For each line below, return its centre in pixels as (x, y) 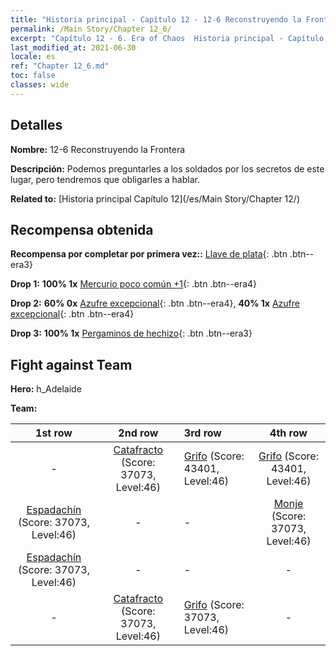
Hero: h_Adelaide (46, 389)
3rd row (202, 433)
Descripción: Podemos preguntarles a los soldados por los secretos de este (167, 168)
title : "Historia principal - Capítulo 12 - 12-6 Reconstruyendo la (156, 19)
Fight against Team (71, 364)
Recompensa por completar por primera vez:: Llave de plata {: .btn (149, 254)
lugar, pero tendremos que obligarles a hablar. (105, 179)
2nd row (138, 433)
